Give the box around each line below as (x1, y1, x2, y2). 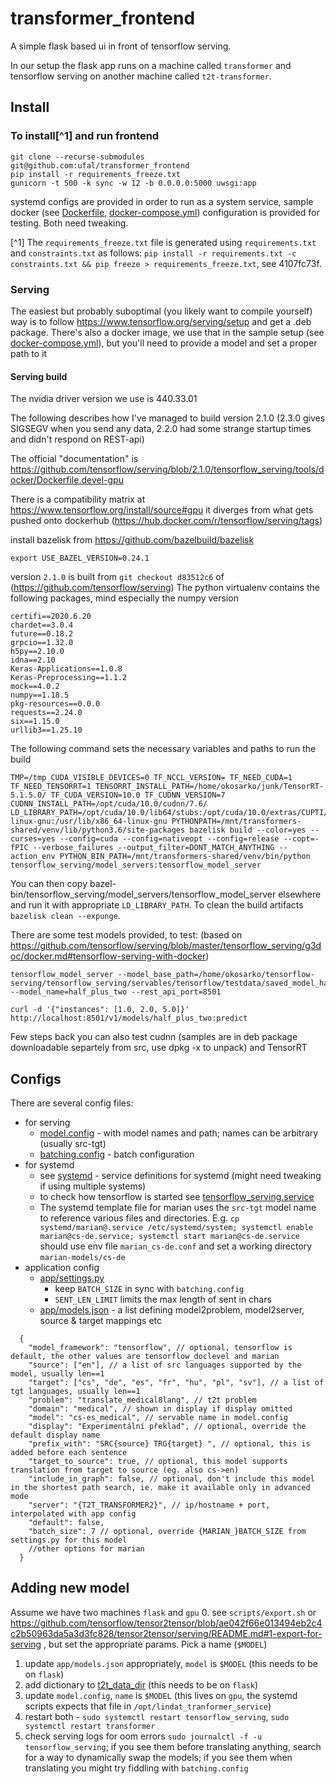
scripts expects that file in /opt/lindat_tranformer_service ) (24, 1700, 272, 1712)
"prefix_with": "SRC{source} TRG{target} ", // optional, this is (28, 1438, 311, 1449)
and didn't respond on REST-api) (10, 433, 145, 446)
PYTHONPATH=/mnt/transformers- (171, 817, 302, 827)
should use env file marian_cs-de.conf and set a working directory (39, 1240, 313, 1252)
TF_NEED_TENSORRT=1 (10, 782, 92, 792)
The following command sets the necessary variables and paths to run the (10, 743, 317, 755)
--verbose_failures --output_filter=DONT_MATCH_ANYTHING (32, 843, 275, 853)
